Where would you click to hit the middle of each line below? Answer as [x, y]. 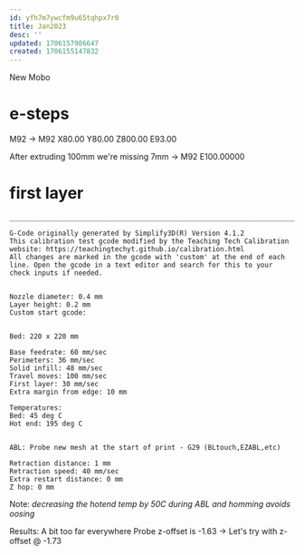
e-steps [39, 114]
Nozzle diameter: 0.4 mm [56, 297]
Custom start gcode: [48, 313]
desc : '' [26, 34]
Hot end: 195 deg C [46, 424]
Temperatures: [36, 408]
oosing [22, 514]
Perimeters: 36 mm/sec [52, 360]
